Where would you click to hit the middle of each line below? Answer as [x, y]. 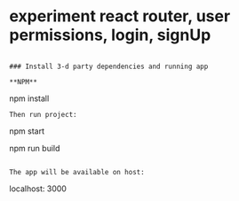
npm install [29, 98]
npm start [27, 131]
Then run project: [43, 114]
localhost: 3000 [38, 189]
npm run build [35, 148]
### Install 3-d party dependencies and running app [109, 66]
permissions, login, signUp [110, 35]
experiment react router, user [120, 16]
